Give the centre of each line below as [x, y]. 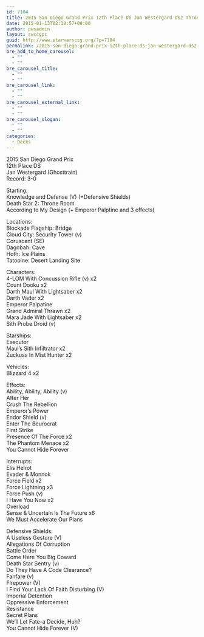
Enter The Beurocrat [32, 424]
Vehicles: [18, 367]
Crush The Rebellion [32, 404]
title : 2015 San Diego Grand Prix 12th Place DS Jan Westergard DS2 [95, 18]
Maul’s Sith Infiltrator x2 [36, 348]
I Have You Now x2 [30, 500]
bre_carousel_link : [31, 86]
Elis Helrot [19, 467]
